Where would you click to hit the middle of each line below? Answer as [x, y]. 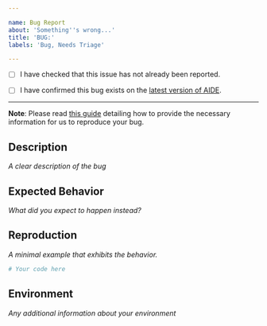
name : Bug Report [37, 22]
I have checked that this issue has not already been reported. [120, 74]
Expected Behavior [56, 191]
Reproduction [43, 235]
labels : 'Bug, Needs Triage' [56, 45]
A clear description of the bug [57, 166]
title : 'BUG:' [32, 37]
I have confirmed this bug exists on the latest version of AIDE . [121, 90]
